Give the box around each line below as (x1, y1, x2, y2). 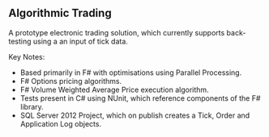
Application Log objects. (19, 118, 102, 128)
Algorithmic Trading (8, 6, 112, 20)
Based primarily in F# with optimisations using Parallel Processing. (19, 68, 242, 77)
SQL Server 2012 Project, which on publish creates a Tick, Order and (19, 110, 250, 120)
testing (8, 36, 32, 46)
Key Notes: (8, 52, 45, 61)
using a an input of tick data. (32, 36, 128, 46)
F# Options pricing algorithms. (19, 76, 122, 85)
